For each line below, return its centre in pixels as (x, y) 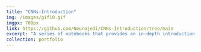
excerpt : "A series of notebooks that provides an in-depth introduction (101, 34)
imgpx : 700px (23, 23)
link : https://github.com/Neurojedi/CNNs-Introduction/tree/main (90, 28)
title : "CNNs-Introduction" (42, 12)
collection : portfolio (35, 39)
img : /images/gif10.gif (36, 17)
